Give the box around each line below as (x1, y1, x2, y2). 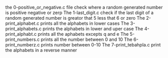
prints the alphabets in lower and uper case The (42, 26, 143, 32)
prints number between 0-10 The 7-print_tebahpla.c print (40, 42, 161, 47)
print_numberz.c (5, 42, 40, 47)
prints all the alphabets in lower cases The (40, 20, 129, 26)
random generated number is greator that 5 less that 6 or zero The (5, 15, 146, 21)
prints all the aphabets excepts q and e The (37, 31, 129, 37)
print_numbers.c (5, 36, 40, 42)
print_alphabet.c (5, 20, 39, 26)
